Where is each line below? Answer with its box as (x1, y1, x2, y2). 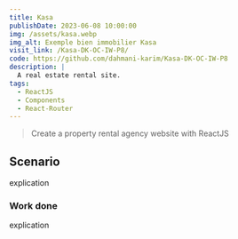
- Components (17, 95, 66, 105)
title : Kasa (9, 12, 53, 22)
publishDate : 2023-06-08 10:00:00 (9, 21, 138, 30)
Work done (9, 199, 58, 211)
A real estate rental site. (17, 71, 122, 80)
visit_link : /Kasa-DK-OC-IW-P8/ (9, 46, 129, 55)
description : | (9, 63, 66, 72)
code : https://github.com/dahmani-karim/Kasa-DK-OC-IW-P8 (9, 54, 228, 63)
